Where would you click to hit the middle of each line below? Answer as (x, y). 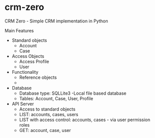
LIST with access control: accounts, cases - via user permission (85, 120)
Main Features (19, 30)
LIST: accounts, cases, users (49, 114)
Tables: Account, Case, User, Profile (56, 98)
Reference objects (38, 77)
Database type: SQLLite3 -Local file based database (73, 93)
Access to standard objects (47, 109)
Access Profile (34, 61)
